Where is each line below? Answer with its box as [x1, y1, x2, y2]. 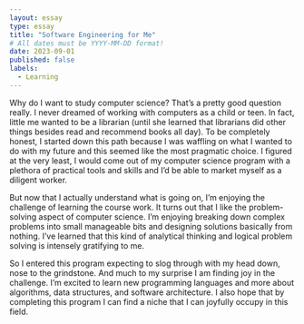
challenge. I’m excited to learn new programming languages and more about [9, 277, 295, 288]
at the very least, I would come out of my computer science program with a [9, 155, 290, 166]
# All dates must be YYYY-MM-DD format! [9, 38, 165, 48]
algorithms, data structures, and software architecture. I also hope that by [9, 287, 285, 298]
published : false [9, 55, 75, 64]
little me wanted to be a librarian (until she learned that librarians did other [9, 116, 286, 127]
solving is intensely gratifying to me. [9, 240, 145, 250]
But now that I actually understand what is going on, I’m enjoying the [9, 191, 266, 202]
